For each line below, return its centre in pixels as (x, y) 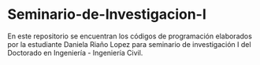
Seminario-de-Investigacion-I (107, 14)
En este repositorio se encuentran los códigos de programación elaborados (130, 36)
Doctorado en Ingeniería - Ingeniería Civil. (75, 52)
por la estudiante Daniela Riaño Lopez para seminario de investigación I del (129, 44)
